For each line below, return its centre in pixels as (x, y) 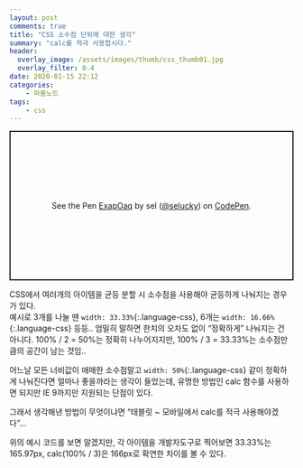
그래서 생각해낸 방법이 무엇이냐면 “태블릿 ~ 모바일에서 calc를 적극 (125, 412)
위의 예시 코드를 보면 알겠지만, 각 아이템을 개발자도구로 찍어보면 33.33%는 (141, 443)
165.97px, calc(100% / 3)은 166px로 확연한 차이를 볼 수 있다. (118, 454)
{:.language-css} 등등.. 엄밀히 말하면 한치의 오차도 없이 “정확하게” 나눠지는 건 (147, 328)
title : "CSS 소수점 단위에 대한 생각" (73, 34)
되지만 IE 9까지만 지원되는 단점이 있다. (86, 393)
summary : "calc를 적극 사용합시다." (71, 43)
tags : (19, 102)
